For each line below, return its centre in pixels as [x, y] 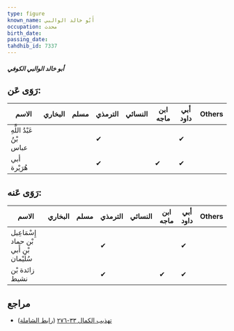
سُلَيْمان [22, 259]
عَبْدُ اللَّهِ [22, 130]
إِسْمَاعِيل [24, 233]
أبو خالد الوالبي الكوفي [36, 68]
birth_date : [24, 33]
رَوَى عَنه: [24, 192]
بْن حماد [22, 241]
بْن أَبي [20, 250]
